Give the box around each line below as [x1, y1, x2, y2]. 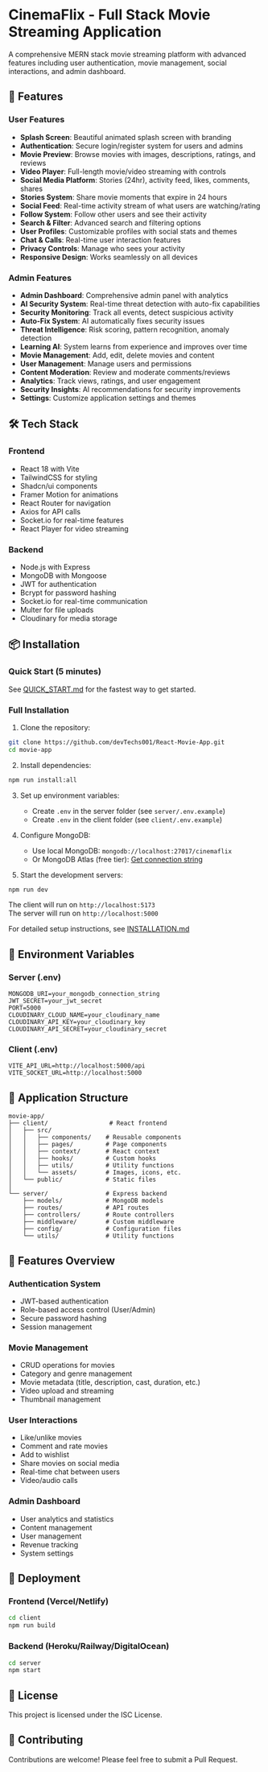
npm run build [8, 1621, 56, 1629]
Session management [19, 1322, 93, 1332]
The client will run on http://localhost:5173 [8, 900, 155, 910]
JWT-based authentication [19, 1296, 109, 1306]
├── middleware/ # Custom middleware [23, 1218, 175, 1226]
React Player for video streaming [19, 523, 129, 533]
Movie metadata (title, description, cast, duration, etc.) [19, 1378, 201, 1387]
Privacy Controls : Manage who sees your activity [19, 243, 185, 253]
